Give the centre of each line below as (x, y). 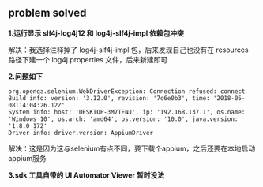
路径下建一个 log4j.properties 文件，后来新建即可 (88, 59)
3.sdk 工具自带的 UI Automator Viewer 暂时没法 (86, 175)
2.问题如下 (26, 76)
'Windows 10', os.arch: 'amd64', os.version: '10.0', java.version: (123, 119)
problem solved (47, 13)
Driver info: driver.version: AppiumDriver (81, 133)
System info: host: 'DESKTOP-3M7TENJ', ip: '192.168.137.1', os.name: (127, 112)
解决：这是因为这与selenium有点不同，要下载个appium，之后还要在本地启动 (132, 148)
